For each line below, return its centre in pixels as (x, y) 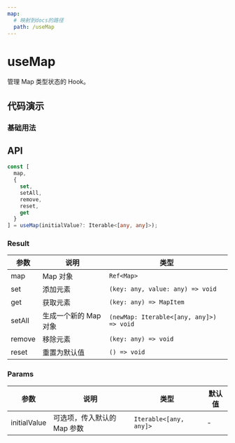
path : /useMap (34, 27)
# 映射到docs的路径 (39, 20)
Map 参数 (69, 428)
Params (20, 374)
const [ (19, 167)
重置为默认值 (64, 353)
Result (19, 244)
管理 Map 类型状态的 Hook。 (48, 82)
